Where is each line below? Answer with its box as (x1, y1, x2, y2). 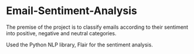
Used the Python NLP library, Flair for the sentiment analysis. (6, 41, 154, 48)
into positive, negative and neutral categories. (6, 29, 117, 36)
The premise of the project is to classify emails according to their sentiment (6, 23, 189, 31)
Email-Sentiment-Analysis (6, 4, 138, 18)
